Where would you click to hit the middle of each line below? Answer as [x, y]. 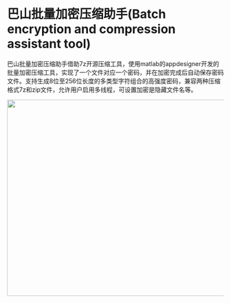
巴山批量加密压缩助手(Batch [87, 14]
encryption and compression [91, 29]
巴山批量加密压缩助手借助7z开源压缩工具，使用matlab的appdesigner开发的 [113, 63]
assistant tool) [49, 44]
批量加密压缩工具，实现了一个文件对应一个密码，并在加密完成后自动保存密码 [115, 72]
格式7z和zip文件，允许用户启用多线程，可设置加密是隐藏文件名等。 [102, 90]
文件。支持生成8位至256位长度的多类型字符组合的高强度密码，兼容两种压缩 [114, 81]
